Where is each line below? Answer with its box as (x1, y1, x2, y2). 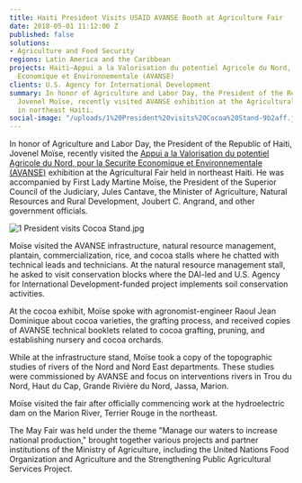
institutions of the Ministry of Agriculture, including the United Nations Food (9, 444, 289, 455)
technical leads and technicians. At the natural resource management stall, (9, 260, 286, 270)
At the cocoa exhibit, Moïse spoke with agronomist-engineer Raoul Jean (9, 305, 277, 316)
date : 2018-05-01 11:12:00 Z (9, 22, 119, 31)
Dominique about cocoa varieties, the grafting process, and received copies (9, 315, 290, 326)
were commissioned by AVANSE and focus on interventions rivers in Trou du (9, 371, 292, 382)
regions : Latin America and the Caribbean (9, 55, 171, 64)
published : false (9, 30, 75, 39)
